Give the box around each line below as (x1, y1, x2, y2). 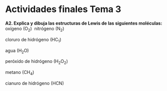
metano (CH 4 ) (5, 69, 34, 76)
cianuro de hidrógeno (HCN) (5, 80, 64, 86)
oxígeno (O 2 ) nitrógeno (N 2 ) (5, 25, 64, 33)
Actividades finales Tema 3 (5, 4, 122, 15)
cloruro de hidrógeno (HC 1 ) (5, 36, 61, 44)
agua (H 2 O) (5, 47, 29, 55)
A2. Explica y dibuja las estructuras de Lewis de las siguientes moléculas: (5, 20, 162, 26)
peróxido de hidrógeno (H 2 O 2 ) (5, 58, 68, 66)
